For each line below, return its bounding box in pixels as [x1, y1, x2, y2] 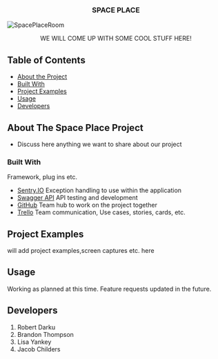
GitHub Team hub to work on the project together [17, 201, 157, 209]
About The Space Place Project [7, 122, 143, 134]
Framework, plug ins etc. [7, 173, 78, 181]
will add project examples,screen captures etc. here [7, 247, 155, 255]
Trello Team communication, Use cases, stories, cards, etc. [17, 208, 186, 216]
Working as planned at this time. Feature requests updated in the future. [7, 285, 212, 293]
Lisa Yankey [17, 338, 52, 346]
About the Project [17, 72, 68, 81]
